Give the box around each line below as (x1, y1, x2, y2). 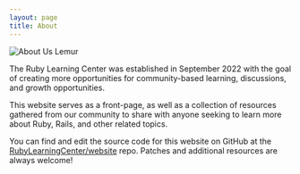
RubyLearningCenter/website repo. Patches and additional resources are (9, 145, 278, 156)
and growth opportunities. (9, 82, 106, 93)
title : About (9, 21, 58, 30)
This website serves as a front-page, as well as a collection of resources (9, 99, 277, 110)
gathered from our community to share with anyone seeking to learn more (9, 109, 282, 120)
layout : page (9, 12, 58, 22)
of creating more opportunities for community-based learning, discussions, (9, 72, 287, 83)
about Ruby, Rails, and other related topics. (9, 118, 168, 129)
